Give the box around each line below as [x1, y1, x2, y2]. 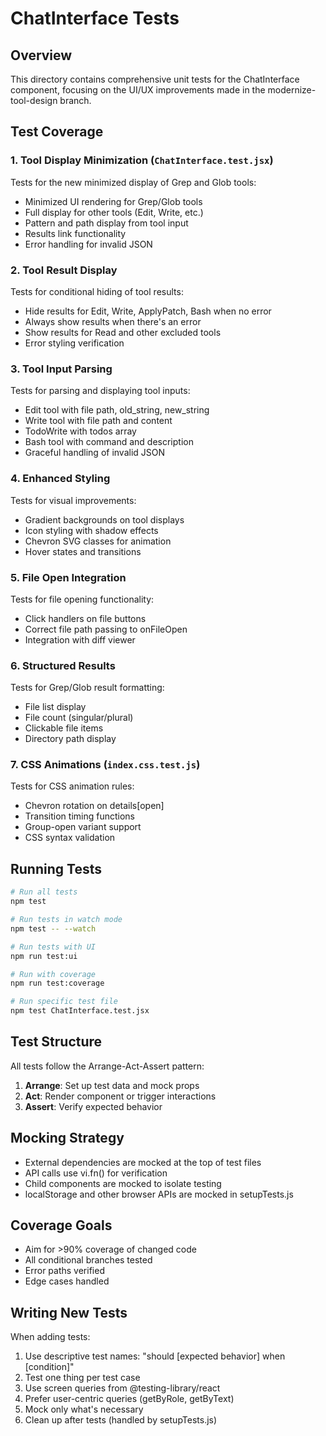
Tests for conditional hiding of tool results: [10, 285, 184, 297]
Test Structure [10, 1033, 103, 1051]
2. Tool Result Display [10, 263, 118, 277]
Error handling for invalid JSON [24, 238, 153, 250]
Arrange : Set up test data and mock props [24, 1079, 200, 1091]
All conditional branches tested [24, 1254, 153, 1266]
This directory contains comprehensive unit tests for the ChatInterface [10, 73, 300, 85]
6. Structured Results [10, 658, 116, 672]
